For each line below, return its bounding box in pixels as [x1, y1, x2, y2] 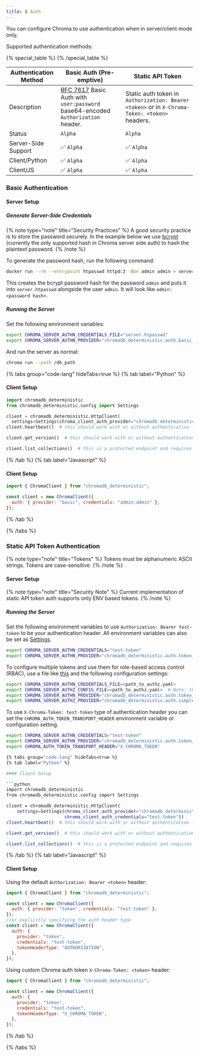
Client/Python [9, 156, 47, 164]
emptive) [76, 75, 104, 84]
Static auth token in [125, 90, 179, 98]
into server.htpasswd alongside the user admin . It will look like [6, 285, 155, 292]
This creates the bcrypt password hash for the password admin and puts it [6, 279, 187, 286]
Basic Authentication [6, 183, 68, 192]
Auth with [60, 93, 88, 101]
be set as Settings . [6, 636, 52, 643]
